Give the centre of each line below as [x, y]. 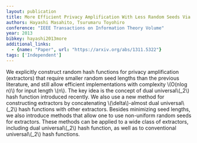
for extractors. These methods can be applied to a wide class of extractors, [97, 121]
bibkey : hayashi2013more [36, 39]
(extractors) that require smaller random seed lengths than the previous [93, 78]
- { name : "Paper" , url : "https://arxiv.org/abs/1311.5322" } [86, 50]
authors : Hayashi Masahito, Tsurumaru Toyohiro [66, 22]
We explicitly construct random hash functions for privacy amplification [93, 71]
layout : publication [31, 11]
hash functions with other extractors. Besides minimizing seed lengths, [104, 109]
